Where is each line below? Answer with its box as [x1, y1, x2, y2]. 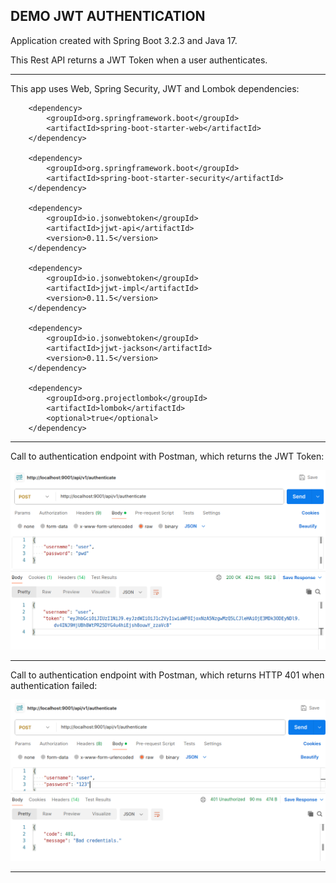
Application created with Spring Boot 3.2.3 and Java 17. [10, 34, 238, 46]
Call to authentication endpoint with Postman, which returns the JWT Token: [10, 450, 325, 462]
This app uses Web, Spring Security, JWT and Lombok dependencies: [10, 82, 300, 94]
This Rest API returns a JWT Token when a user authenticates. [10, 54, 268, 66]
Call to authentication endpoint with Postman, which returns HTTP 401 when [10, 669, 325, 681]
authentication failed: [10, 679, 98, 691]
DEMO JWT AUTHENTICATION [10, 8, 206, 25]
